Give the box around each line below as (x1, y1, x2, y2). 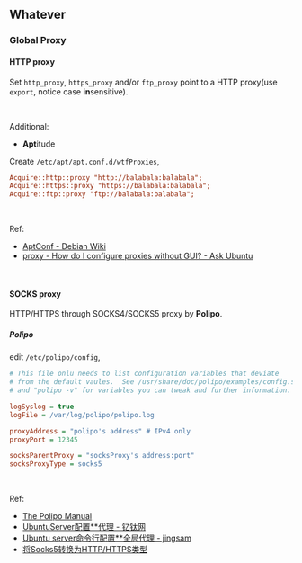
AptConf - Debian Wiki (22, 241, 106, 252)
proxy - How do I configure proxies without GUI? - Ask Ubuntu (22, 251, 253, 262)
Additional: (9, 121, 49, 131)
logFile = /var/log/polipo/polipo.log (9, 410, 155, 419)
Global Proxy (9, 34, 67, 47)
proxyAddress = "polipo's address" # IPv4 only (9, 426, 191, 435)
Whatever (9, 7, 66, 22)
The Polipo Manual (22, 511, 93, 522)
